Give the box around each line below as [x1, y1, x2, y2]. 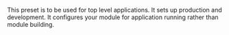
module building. [7, 21, 55, 28]
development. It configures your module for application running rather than [7, 13, 219, 21]
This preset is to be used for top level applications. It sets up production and [7, 6, 222, 14]
